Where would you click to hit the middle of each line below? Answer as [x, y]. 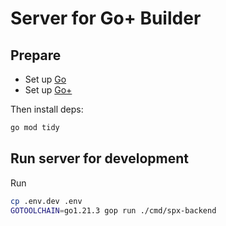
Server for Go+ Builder [106, 18]
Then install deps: [47, 109]
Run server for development [99, 158]
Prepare [36, 55]
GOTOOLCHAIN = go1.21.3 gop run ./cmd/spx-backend [113, 210]
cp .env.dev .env [46, 201]
